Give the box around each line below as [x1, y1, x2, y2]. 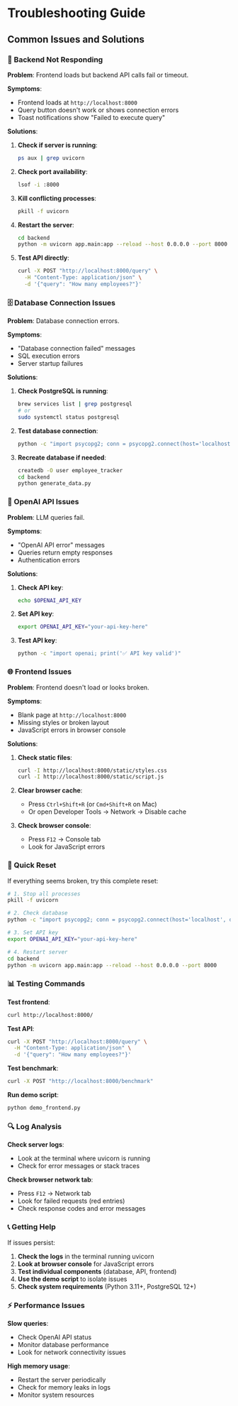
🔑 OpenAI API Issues [7, 497, 79, 507]
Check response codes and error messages [17, 1204, 146, 1213]
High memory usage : [7, 1361, 71, 1370]
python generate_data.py [17, 480, 91, 487]
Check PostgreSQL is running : [17, 387, 108, 396]
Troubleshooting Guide [7, 5, 146, 21]
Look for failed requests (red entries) [17, 1197, 125, 1205]
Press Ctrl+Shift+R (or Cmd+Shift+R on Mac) [28, 800, 157, 809]
